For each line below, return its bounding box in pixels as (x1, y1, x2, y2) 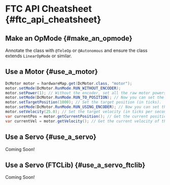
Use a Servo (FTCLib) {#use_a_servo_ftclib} (5, 161, 146, 169)
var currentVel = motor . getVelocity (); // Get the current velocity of (5, 119, 159, 124)
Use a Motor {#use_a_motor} (5, 67, 98, 76)
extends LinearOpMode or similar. (5, 53, 72, 59)
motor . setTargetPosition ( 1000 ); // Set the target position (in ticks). (5, 100, 162, 105)
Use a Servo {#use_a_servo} (5, 133, 97, 141)
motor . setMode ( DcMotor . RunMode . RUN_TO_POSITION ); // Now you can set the (5, 95, 164, 100)
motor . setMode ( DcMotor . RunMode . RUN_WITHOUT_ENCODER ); (5, 86, 121, 91)
